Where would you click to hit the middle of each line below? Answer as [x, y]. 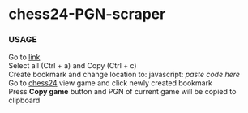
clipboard [24, 100]
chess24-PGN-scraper [87, 14]
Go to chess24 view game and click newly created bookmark [111, 83]
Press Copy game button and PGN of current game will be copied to [122, 92]
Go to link [24, 57]
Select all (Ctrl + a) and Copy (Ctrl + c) [73, 66]
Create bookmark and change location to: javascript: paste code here [124, 75]
